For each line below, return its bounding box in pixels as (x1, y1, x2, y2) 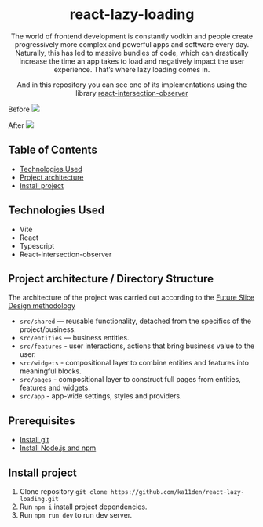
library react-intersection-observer (75, 88, 188, 97)
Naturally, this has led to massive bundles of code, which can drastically (15, 48, 249, 57)
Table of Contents (8, 144, 98, 157)
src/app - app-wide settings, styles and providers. (19, 391, 182, 401)
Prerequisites (8, 414, 75, 427)
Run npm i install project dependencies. (19, 502, 148, 511)
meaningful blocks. (19, 366, 82, 376)
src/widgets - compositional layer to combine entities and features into (19, 358, 250, 368)
